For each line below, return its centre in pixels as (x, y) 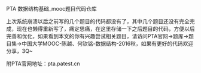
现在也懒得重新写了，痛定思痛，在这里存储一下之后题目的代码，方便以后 (106, 29)
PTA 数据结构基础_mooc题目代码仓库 (51, 9)
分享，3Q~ (19, 51)
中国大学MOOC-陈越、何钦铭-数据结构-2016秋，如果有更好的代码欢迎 (108, 44)
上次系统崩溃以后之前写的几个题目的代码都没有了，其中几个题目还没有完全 (98, 21)
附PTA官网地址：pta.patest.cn (43, 64)
